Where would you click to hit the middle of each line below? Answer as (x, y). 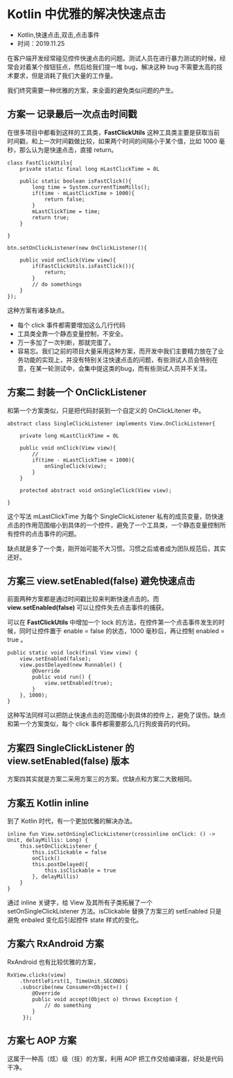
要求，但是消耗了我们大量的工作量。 (64, 75)
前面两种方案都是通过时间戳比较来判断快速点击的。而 (83, 599)
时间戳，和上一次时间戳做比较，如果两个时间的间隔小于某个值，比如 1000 (112, 141)
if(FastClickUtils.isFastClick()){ (84, 266)
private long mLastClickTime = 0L (69, 436)
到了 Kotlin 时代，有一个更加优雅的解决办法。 (72, 821)
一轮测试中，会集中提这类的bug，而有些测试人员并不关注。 (126, 368)
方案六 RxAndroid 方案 (55, 944)
